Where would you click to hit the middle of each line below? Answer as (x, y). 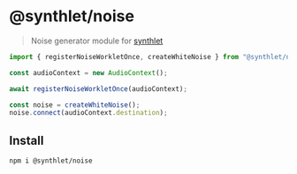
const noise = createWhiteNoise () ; (75, 105)
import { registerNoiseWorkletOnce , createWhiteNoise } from (124, 57)
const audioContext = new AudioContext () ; (88, 72)
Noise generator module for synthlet (97, 41)
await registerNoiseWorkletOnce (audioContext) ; (99, 89)
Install (27, 140)
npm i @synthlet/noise (51, 161)
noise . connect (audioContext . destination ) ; (88, 113)
